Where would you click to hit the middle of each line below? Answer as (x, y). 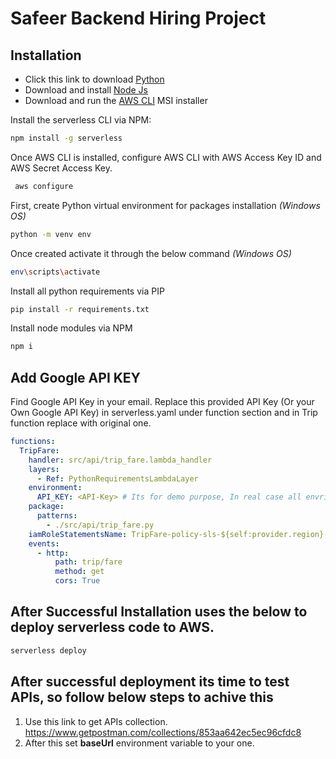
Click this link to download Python (94, 79)
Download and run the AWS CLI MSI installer (116, 100)
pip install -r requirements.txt (80, 309)
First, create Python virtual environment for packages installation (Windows (165, 205)
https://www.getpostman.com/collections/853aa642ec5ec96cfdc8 (163, 732)
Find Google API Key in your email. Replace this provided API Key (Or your (162, 402)
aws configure (44, 186)
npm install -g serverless (66, 138)
